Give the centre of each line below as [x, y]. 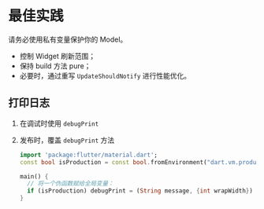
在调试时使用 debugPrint [59, 123]
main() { [34, 176]
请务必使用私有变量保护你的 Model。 [68, 39]
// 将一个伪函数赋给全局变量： [71, 184]
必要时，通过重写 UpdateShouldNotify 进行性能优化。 [105, 75]
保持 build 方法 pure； [55, 66]
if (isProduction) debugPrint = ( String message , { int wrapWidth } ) [140, 191]
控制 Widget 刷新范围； [58, 56]
